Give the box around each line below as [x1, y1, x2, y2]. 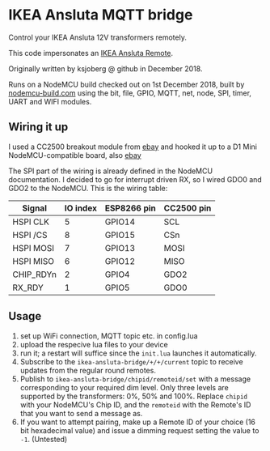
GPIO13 [104, 242, 136, 253]
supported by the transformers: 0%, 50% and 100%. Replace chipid [19, 391, 248, 401]
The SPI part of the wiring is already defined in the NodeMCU [8, 166, 213, 176]
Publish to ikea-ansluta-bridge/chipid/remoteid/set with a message [19, 374, 251, 384]
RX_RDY [12, 282, 44, 293]
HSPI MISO [12, 255, 55, 266]
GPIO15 [104, 229, 136, 240]
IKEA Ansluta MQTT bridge [8, 6, 193, 24]
